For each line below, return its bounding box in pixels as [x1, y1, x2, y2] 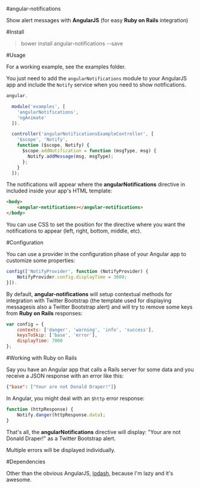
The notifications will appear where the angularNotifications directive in [6, 181, 186, 188]
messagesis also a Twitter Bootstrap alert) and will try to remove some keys [6, 303, 193, 311]
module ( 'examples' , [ [11, 103, 66, 110]
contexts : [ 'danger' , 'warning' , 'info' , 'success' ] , [17, 327, 154, 333]
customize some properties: [6, 257, 75, 264]
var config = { [6, 321, 44, 327]
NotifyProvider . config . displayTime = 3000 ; [17, 274, 128, 280]
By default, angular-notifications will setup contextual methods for [6, 290, 172, 297]
